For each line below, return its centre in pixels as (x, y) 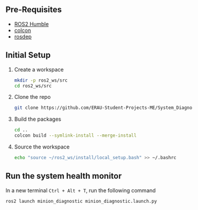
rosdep (23, 36)
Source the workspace (42, 147)
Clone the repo (32, 97)
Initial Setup (28, 55)
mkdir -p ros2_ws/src (41, 80)
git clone (26, 108)
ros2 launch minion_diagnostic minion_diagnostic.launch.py (82, 201)
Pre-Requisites (34, 10)
